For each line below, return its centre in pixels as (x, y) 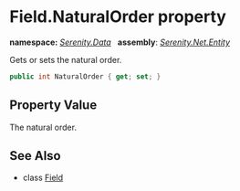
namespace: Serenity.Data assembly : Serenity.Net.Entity (120, 42)
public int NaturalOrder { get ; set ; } (85, 76)
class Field (43, 178)
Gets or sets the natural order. (66, 59)
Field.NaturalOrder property (118, 17)
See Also (35, 156)
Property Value (53, 106)
